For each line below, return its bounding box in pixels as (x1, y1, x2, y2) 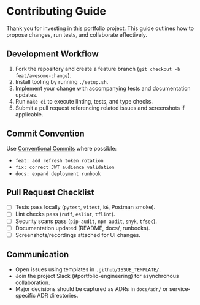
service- (169, 285, 191, 292)
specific (15, 292, 36, 299)
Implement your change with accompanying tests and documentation (15, 85, 191, 92)
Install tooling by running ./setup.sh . (15, 78, 109, 85)
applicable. (15, 110, 44, 118)
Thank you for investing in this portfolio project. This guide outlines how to (6, 24, 194, 32)
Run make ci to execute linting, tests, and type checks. (15, 97, 153, 105)
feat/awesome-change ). (15, 72, 72, 79)
